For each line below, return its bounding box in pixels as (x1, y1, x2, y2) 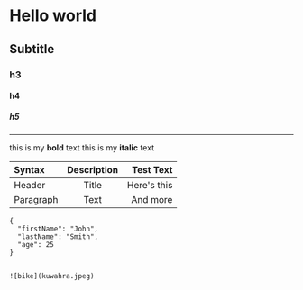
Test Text (132, 164, 173, 177)
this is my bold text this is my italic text (9, 142, 155, 153)
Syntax (14, 164, 45, 177)
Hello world (9, 5, 97, 26)
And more (131, 194, 173, 206)
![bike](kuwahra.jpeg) (9, 272, 95, 281)
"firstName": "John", (17, 224, 99, 234)
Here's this (126, 179, 173, 192)
